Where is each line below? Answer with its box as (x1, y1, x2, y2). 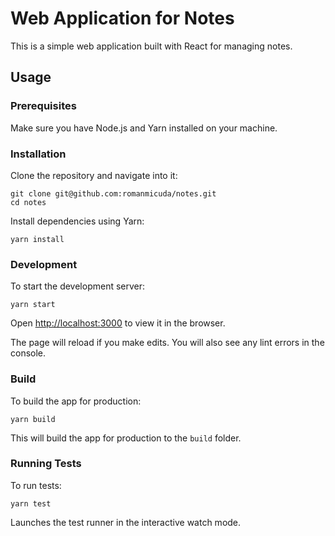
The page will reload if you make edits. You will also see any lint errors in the (10, 337, 325, 349)
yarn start (10, 300, 56, 310)
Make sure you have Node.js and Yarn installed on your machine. (10, 122, 278, 134)
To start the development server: (10, 280, 146, 292)
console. (10, 347, 47, 359)
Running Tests (10, 457, 82, 471)
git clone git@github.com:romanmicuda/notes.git (10, 188, 217, 199)
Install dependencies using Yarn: (10, 215, 145, 227)
